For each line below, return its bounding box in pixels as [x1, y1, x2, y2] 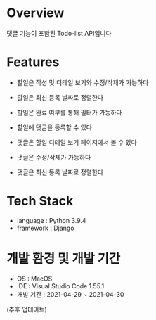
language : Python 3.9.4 [16, 216, 86, 224]
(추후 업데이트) [6, 305, 47, 314]
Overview [6, 5, 65, 21]
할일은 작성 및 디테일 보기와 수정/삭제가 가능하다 [16, 78, 149, 87]
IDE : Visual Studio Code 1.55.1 [16, 281, 105, 290]
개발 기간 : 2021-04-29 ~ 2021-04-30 [16, 290, 124, 298]
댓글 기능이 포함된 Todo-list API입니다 [6, 29, 112, 37]
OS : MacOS [16, 274, 53, 283]
